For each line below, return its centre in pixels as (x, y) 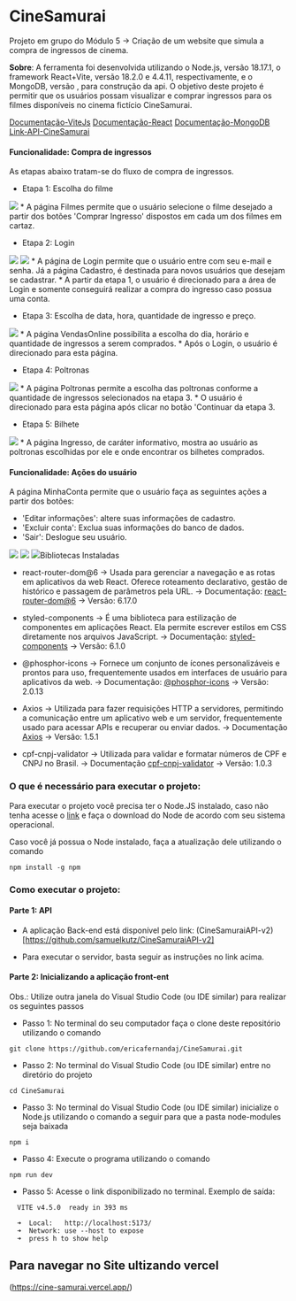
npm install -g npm (45, 867)
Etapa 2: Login (48, 243)
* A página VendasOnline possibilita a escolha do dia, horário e (134, 335)
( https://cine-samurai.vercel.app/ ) (71, 1287)
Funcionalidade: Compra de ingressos (80, 151)
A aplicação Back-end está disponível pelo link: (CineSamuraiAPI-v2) (148, 930)
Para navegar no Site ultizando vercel (114, 1266)
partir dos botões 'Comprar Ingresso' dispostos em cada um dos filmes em (146, 216)
